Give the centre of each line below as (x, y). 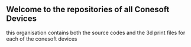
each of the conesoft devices (42, 39)
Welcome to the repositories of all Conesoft (88, 10)
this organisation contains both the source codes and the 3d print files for (96, 32)
